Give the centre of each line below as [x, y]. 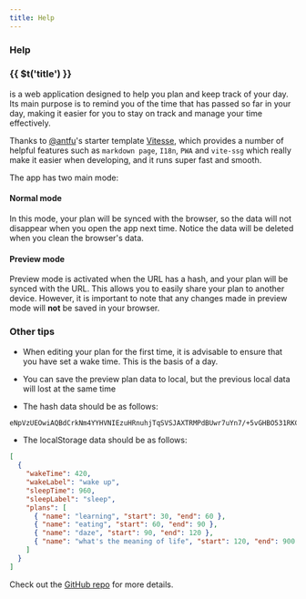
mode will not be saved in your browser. [85, 308]
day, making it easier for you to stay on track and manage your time [136, 113]
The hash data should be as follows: [90, 406]
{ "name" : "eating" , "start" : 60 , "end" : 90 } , [126, 524]
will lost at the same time [69, 389]
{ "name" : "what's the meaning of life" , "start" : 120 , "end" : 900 [164, 542]
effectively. [31, 123]
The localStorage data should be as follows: [105, 440]
